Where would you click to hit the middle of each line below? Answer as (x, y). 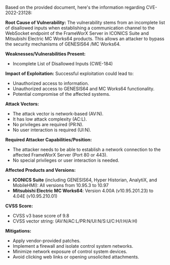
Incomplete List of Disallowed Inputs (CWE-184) (63, 64)
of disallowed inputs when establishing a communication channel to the (80, 28)
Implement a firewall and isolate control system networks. (73, 246)
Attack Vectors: (22, 104)
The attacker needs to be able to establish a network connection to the (87, 149)
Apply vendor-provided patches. (47, 241)
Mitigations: (18, 231)
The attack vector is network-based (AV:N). (58, 114)
